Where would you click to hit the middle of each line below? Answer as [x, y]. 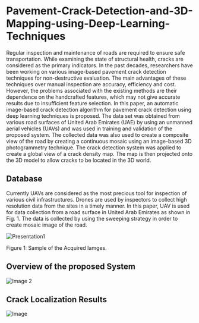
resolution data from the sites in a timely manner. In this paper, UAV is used [98, 206]
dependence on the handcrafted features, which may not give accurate [93, 97]
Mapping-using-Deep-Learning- [88, 23]
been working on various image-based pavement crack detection [86, 71]
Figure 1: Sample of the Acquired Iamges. [56, 247]
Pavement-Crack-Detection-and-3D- [99, 11]
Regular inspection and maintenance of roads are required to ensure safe [96, 52]
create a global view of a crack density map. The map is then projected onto [99, 153]
